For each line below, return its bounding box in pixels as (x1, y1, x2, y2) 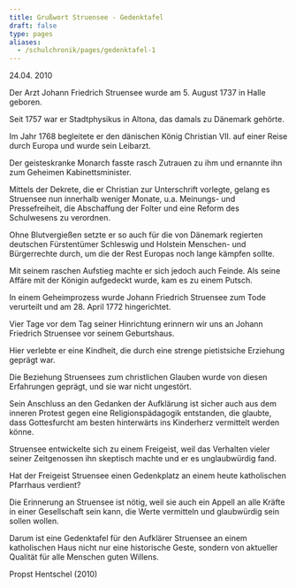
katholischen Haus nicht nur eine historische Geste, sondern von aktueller (9, 542, 278, 553)
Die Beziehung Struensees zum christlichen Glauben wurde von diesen (9, 372, 268, 383)
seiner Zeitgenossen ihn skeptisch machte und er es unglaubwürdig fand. (9, 453, 277, 464)
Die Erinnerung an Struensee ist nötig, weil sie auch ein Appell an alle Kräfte (9, 497, 285, 507)
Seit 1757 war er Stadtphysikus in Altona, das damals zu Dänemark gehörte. (9, 114, 285, 125)
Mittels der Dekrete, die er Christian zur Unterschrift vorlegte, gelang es (9, 184, 270, 195)
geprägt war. (9, 355, 56, 366)
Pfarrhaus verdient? (9, 480, 81, 491)
